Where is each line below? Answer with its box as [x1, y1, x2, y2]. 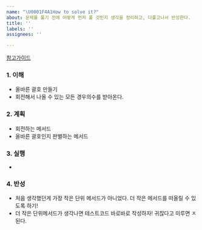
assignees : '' [6, 32, 42, 38]
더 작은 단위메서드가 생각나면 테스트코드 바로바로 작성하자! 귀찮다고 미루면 [15, 210, 190, 217]
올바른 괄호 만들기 [15, 86, 58, 93]
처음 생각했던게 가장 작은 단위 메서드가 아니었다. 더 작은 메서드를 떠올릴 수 [15, 195, 190, 202]
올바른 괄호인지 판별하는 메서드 [15, 132, 89, 140]
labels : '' [6, 25, 34, 32]
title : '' [6, 20, 32, 26]
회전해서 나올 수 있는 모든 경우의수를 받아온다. [15, 93, 124, 101]
